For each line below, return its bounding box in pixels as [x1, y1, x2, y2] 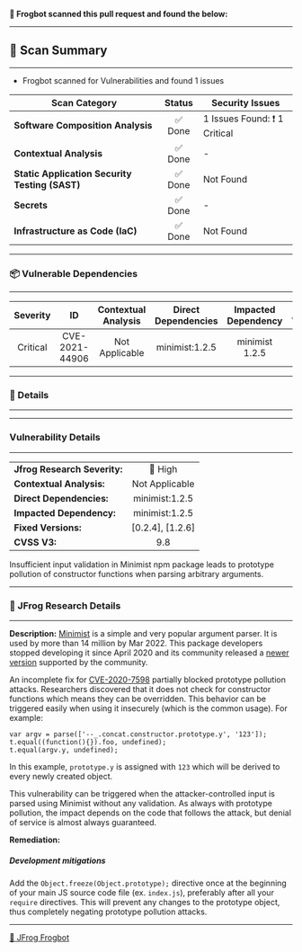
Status [164, 96, 193, 109]
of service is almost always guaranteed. [9, 817, 157, 827]
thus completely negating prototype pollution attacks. [9, 906, 208, 917]
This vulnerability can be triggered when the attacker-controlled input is [9, 788, 276, 799]
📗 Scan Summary [9, 43, 108, 58]
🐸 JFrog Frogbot [9, 931, 70, 943]
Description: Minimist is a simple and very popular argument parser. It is [9, 628, 278, 638]
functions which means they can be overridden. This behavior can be [9, 693, 267, 704]
